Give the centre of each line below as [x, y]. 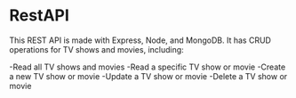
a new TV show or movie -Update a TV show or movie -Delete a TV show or [148, 76]
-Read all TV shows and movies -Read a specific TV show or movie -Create [148, 67]
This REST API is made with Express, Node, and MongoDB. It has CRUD [140, 40]
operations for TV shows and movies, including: [96, 49]
